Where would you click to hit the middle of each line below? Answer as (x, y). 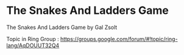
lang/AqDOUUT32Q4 (33, 45)
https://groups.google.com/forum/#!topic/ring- (119, 39)
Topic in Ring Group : (33, 39)
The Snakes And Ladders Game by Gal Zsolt (62, 27)
